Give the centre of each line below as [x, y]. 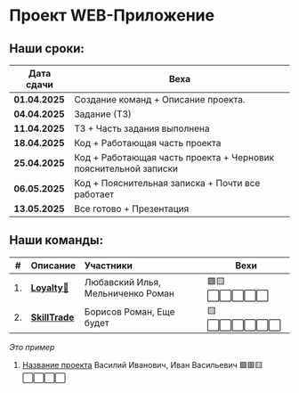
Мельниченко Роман [129, 293]
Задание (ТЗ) [103, 114]
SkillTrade [53, 317]
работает [94, 194]
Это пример [32, 347]
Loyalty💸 [50, 288]
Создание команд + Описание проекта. [160, 99]
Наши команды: [57, 240]
